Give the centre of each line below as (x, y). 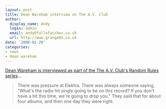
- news (12, 51)
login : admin (23, 28)
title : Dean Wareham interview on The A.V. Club (57, 14)
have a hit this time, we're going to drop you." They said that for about (89, 96)
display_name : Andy (30, 24)
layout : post (19, 10)
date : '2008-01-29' (25, 42)
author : (13, 19)
